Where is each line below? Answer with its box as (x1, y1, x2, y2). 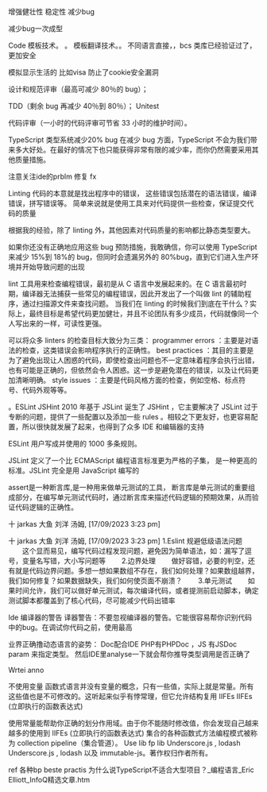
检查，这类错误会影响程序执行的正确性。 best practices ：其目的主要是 (21, 346, 254, 355)
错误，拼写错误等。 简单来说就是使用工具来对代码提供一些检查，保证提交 (8, 199, 247, 208)
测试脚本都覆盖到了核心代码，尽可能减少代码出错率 (8, 596, 176, 605)
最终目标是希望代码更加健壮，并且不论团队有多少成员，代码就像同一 (29, 309, 252, 318)
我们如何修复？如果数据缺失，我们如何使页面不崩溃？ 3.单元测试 (8, 576, 233, 585)
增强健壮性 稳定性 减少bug (8, 7, 95, 16)
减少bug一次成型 (8, 24, 64, 33)
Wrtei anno (8, 666, 44, 674)
